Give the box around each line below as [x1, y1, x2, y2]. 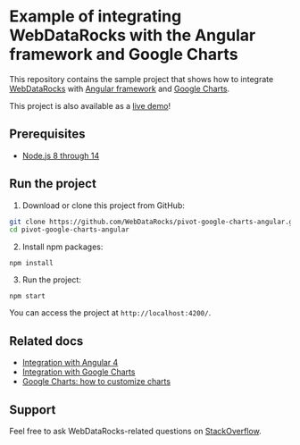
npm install [9, 259, 54, 268]
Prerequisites [9, 127, 86, 142]
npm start [9, 292, 46, 301]
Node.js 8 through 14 [21, 150, 100, 161]
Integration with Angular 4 [21, 357, 119, 368]
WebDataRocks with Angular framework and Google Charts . [9, 83, 230, 94]
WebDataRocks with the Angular [9, 25, 256, 46]
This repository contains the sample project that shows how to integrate [9, 73, 274, 84]
